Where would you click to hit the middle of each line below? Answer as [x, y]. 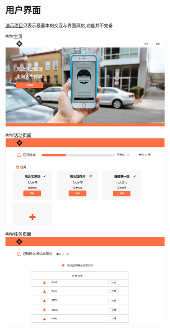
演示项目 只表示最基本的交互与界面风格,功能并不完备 [59, 25]
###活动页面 [18, 135]
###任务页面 [18, 234]
